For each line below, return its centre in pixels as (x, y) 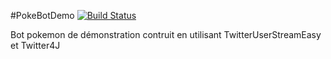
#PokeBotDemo (42, 15)
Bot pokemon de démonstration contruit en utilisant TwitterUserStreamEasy (166, 34)
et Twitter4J (35, 45)
